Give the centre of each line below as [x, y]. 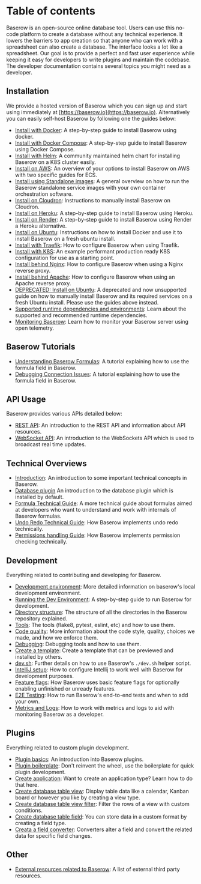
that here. [27, 784]
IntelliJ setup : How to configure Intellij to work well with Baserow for [99, 670]
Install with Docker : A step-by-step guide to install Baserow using [96, 130]
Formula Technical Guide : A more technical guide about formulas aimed [103, 503]
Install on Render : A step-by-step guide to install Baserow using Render [103, 219]
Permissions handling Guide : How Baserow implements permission [97, 535]
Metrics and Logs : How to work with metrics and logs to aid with [94, 708]
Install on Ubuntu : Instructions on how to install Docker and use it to [98, 232]
